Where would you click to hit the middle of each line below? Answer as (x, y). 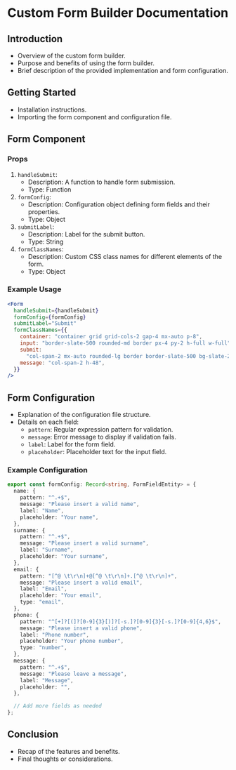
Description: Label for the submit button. (86, 234)
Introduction (35, 39)
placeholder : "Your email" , (61, 596)
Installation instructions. (52, 109)
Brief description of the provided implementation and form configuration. (123, 71)
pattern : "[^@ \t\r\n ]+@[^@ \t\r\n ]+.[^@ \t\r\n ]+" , (99, 576)
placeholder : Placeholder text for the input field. (97, 452)
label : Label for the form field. (72, 444)
